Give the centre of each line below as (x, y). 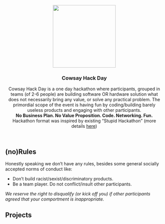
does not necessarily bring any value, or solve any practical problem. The (84, 100)
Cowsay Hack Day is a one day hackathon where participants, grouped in (84, 89)
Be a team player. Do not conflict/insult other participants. (72, 184)
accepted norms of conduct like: (39, 169)
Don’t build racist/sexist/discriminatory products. (63, 179)
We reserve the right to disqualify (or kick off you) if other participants (78, 194)
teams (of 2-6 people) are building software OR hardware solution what (84, 94)
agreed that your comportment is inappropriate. (55, 199)
